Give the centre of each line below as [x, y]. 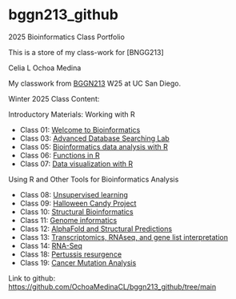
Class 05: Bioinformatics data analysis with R [94, 146]
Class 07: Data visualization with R [76, 163]
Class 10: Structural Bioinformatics [76, 211]
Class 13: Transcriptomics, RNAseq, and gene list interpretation [124, 237]
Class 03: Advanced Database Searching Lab [94, 138]
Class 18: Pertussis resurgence [71, 254]
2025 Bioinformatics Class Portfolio [67, 37]
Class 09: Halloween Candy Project [78, 203]
